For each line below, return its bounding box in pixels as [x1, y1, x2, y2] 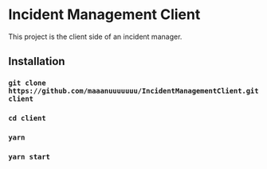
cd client [8, 113, 46, 123]
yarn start [8, 152, 50, 162]
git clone [8, 79, 46, 88]
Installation [8, 55, 65, 68]
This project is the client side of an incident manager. [8, 32, 183, 41]
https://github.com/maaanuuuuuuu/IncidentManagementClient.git [8, 86, 259, 96]
